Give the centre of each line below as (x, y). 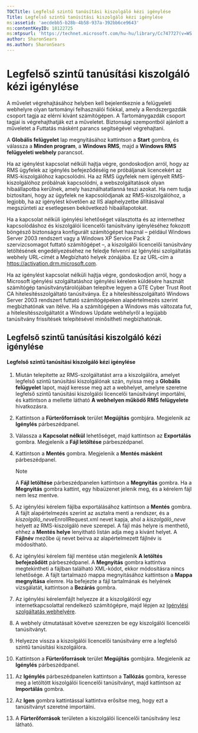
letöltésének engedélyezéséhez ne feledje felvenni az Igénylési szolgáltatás (99, 251)
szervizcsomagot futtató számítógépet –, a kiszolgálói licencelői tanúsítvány (99, 244)
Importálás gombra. (40, 689)
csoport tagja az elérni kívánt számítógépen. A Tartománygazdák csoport (96, 116)
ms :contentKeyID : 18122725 (40, 28)
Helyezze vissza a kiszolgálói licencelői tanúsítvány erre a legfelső (96, 641)
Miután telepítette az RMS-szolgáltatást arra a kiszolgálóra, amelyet (98, 375)
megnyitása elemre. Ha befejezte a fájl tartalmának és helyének (93, 581)
